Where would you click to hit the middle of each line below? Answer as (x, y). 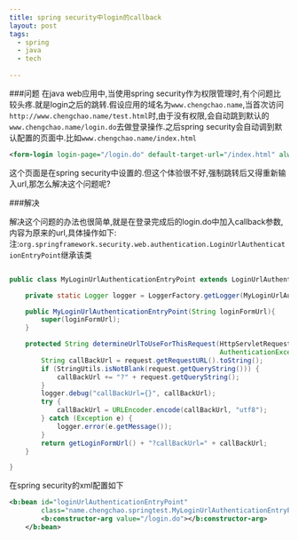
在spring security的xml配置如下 (67, 486)
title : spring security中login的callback (86, 17)
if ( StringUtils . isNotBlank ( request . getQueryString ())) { (150, 369)
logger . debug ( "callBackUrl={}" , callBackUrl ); (129, 393)
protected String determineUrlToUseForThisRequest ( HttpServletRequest (158, 344)
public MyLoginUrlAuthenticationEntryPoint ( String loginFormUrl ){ (150, 312)
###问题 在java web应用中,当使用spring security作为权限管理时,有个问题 (141, 93)
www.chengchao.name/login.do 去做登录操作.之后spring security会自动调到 (142, 126)
